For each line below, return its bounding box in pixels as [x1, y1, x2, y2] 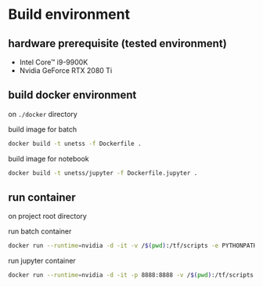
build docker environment [8, 89, 137, 102]
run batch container [8, 227, 72, 236]
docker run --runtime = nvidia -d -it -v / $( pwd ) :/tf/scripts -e [8, 242, 219, 250]
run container [8, 191, 76, 204]
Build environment [8, 5, 131, 24]
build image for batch [8, 124, 77, 134]
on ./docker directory [8, 109, 78, 118]
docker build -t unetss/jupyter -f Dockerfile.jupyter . [8, 169, 198, 177]
